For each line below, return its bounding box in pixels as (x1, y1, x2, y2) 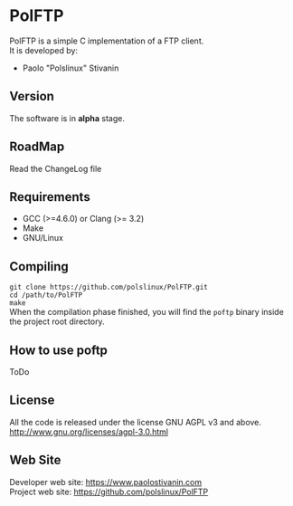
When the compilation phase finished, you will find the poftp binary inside (9, 307, 285, 318)
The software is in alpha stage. (9, 112, 125, 123)
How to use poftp (9, 342, 109, 358)
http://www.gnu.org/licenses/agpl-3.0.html (9, 426, 169, 437)
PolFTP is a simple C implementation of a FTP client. (9, 35, 204, 46)
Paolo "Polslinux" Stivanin (22, 62, 119, 73)
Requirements (9, 189, 90, 205)
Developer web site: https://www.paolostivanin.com (9, 476, 203, 487)
